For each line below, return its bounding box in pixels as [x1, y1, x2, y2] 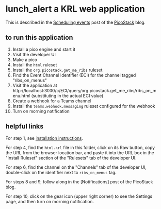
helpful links [5, 122, 44, 130]
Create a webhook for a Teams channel [12, 98, 92, 104]
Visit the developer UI [12, 51, 56, 57]
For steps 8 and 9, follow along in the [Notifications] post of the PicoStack [5, 178, 153, 185]
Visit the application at [12, 82, 57, 88]
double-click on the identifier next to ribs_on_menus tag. [5, 169, 117, 175]
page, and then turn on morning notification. [5, 198, 94, 204]
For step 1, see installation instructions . [5, 135, 83, 141]
